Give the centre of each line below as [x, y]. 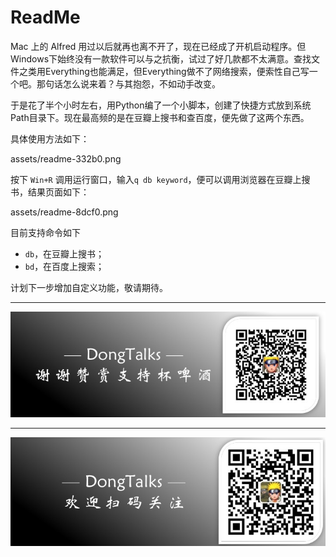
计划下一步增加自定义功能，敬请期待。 [89, 287]
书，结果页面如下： [50, 192]
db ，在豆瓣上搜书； [64, 253]
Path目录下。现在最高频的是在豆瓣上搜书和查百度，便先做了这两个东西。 [160, 117]
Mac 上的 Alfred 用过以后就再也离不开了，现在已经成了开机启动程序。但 [158, 46]
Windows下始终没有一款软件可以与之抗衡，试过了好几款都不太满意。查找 [161, 58]
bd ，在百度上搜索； [64, 266]
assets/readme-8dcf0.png [64, 212]
